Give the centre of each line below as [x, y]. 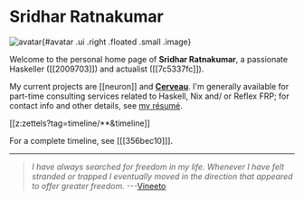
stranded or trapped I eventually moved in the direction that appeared [162, 176]
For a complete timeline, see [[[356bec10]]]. [91, 140]
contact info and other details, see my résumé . [96, 105]
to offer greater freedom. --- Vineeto [99, 186]
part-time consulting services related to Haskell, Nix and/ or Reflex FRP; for [149, 96]
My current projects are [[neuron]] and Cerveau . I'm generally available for [149, 86]
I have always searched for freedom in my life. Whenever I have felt [158, 167]
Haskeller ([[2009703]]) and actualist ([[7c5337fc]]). [107, 69]
